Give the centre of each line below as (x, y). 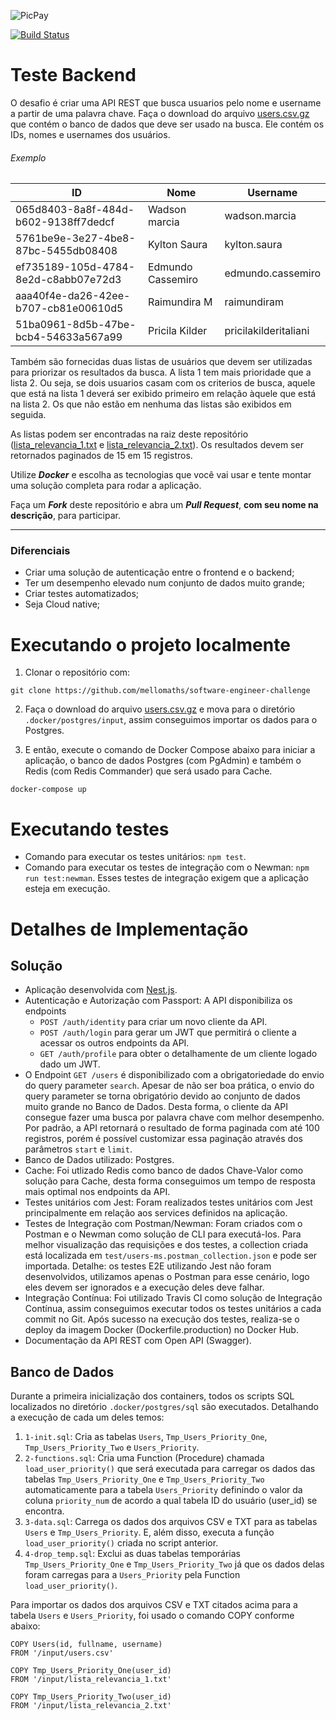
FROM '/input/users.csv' (62, 1653)
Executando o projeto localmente (150, 644)
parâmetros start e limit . (78, 1149)
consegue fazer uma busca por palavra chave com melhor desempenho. (174, 1117)
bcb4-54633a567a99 (69, 337)
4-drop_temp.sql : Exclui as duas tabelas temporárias (132, 1554)
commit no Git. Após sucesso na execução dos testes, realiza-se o (162, 1319)
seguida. (28, 415)
